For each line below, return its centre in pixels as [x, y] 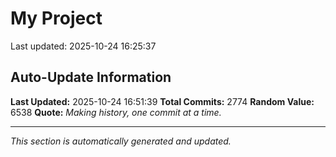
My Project [56, 18]
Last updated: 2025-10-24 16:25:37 [83, 46]
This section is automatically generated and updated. [121, 141]
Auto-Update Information [91, 77]
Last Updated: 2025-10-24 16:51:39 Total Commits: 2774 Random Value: [162, 101]
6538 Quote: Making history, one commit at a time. [116, 112]
